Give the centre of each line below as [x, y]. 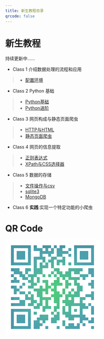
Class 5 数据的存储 [32, 175]
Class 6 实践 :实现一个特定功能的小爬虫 [53, 207]
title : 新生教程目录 [24, 11]
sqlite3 [32, 191]
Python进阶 [37, 108]
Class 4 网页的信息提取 [36, 147]
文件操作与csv [40, 186]
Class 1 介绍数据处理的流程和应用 [47, 69]
